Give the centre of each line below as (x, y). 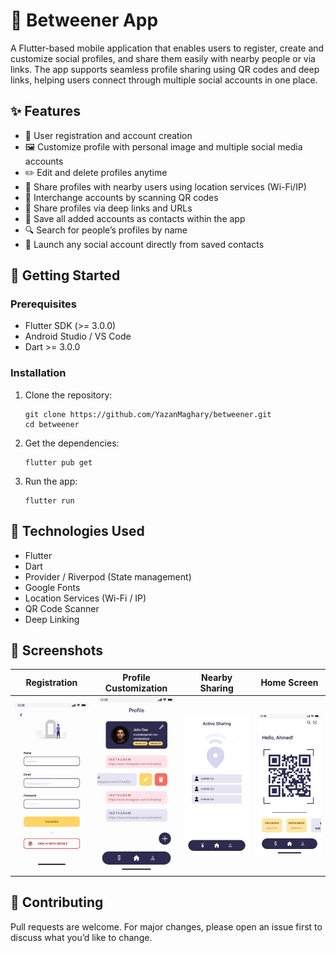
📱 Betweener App (84, 20)
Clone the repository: (68, 395)
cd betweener (52, 424)
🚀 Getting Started (65, 275)
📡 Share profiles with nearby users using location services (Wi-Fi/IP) (165, 186)
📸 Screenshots (57, 650)
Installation (38, 373)
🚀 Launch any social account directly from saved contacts (144, 244)
